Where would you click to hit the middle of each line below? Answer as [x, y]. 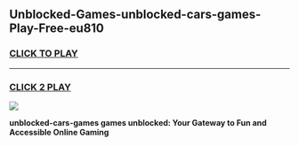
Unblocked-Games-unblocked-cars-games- [135, 15]
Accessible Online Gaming [59, 132]
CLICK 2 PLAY [40, 87]
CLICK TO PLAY [44, 54]
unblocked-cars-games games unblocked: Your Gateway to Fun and [138, 122]
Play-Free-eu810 [57, 29]
